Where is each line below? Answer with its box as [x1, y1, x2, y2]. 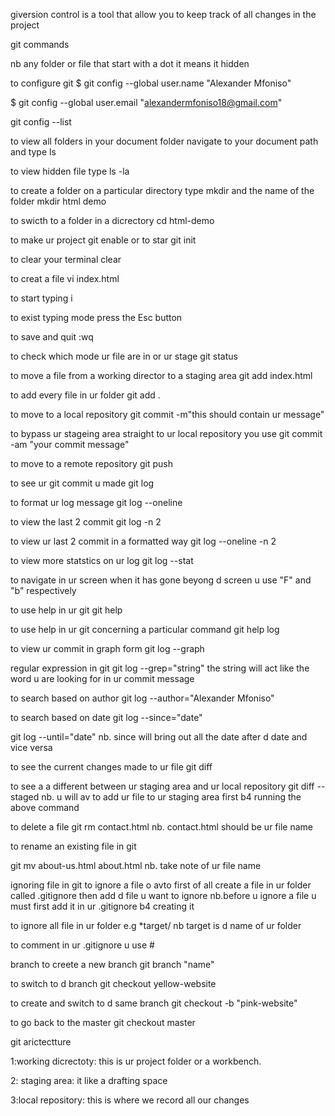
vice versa [10, 742, 53, 753]
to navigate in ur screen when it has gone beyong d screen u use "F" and [10, 574, 312, 586]
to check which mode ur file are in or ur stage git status [10, 350, 238, 362]
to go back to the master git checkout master [10, 1017, 196, 1028]
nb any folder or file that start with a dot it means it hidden [10, 58, 250, 69]
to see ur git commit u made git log [10, 477, 155, 489]
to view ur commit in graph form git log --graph [10, 643, 205, 654]
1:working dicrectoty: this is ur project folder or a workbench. [10, 1055, 262, 1067]
